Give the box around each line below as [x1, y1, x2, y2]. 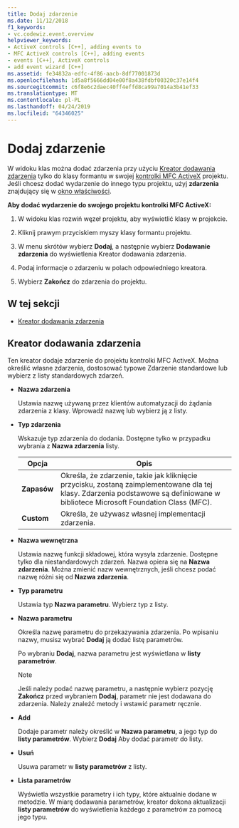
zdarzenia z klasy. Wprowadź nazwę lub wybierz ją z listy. [17, 407, 188, 415]
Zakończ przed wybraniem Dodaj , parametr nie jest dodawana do [17, 692, 211, 700]
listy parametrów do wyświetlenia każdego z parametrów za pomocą [17, 805, 223, 814]
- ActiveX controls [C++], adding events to [7, 43, 142, 51]
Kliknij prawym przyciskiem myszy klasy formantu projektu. [17, 228, 192, 237]
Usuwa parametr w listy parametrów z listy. [17, 762, 147, 771]
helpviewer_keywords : [7, 37, 72, 44]
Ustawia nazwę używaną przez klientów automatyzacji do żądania [17, 399, 212, 408]
